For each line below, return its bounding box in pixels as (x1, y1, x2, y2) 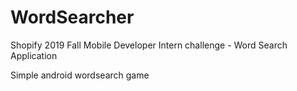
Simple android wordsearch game (10, 69, 150, 81)
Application (10, 49, 58, 61)
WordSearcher (10, 6, 135, 29)
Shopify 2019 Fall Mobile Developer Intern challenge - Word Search (10, 39, 288, 51)
